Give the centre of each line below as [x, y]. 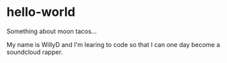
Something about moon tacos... [52, 31]
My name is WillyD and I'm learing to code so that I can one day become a [113, 44]
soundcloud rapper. [35, 52]
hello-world [41, 12]
